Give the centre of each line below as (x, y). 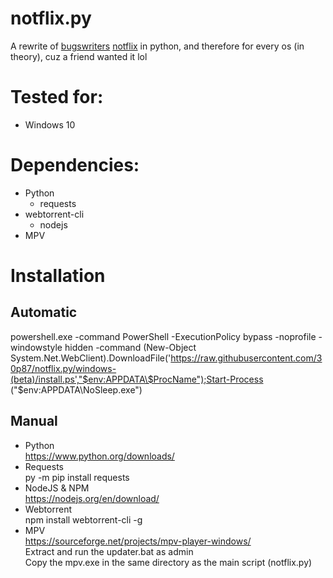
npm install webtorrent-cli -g (83, 519)
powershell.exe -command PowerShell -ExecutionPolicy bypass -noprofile (163, 336)
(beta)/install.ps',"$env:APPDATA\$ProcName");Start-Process (137, 379)
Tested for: (57, 97)
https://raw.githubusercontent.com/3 (246, 358)
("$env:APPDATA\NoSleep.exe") (76, 389)
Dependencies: (75, 165)
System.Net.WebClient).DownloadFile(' (91, 358)
